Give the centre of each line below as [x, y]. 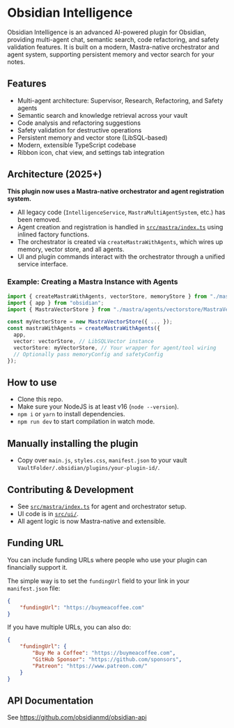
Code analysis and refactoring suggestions [79, 123]
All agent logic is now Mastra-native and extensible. [91, 522]
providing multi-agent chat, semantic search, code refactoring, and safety [113, 39]
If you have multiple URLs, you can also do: [69, 627]
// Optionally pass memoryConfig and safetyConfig [88, 354]
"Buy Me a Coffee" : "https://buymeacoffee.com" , [104, 653]
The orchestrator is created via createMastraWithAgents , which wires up [120, 241]
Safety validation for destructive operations [79, 130]
